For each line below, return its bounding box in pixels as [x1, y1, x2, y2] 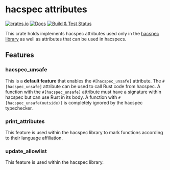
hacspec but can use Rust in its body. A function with [5, 94, 117, 100]
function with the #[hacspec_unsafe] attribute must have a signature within [5, 89, 162, 95]
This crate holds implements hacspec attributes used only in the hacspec [5, 30, 159, 36]
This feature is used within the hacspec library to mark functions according [5, 129, 163, 135]
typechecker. [5, 105, 33, 111]
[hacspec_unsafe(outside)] [5, 100, 63, 105]
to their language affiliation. [5, 135, 63, 141]
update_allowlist [5, 147, 47, 155]
